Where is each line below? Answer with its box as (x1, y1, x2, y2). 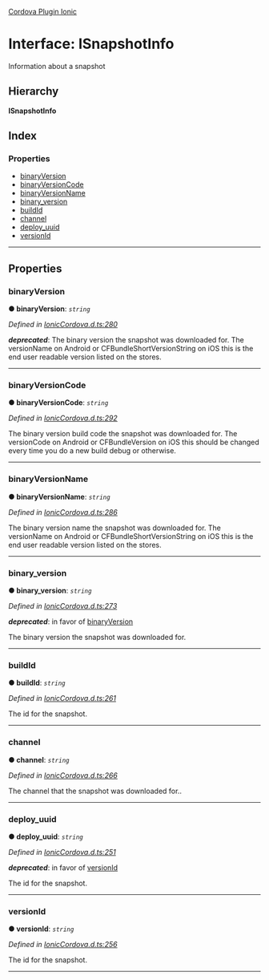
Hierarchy (8, 84, 59, 99)
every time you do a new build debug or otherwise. (8, 446, 176, 456)
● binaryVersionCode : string (8, 398, 109, 407)
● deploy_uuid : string (8, 832, 84, 841)
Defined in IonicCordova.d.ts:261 (8, 694, 117, 703)
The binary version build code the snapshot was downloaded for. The (8, 429, 238, 439)
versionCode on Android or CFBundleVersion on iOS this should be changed (8, 437, 260, 447)
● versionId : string (8, 924, 74, 933)
